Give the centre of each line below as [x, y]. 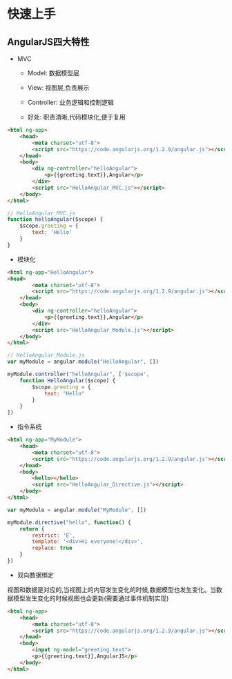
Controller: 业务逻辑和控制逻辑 [70, 102]
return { [32, 529]
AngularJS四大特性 [48, 42]
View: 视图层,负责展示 [58, 88]
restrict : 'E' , [54, 535]
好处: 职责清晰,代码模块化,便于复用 [76, 117]
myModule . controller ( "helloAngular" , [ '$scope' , [78, 374]
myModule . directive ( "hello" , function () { [69, 522]
